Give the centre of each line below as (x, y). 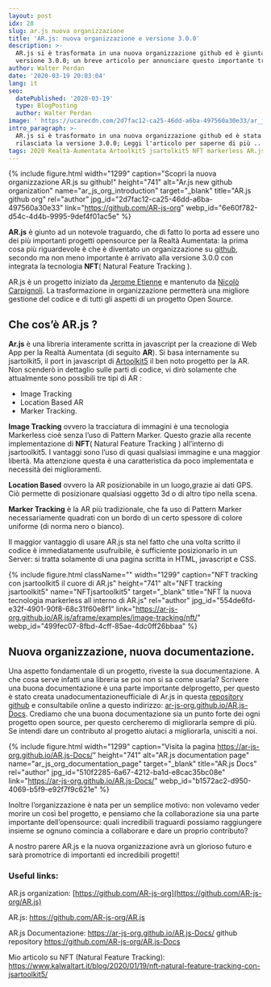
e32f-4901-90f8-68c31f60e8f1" (61, 609)
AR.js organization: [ (42, 893)
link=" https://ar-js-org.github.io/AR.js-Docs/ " (83, 781)
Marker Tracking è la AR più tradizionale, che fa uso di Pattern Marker (125, 510)
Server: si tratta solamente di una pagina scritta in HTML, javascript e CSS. (132, 559)
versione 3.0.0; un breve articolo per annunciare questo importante (135, 61)
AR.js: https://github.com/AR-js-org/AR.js (77, 918)
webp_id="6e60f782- (222, 208)
